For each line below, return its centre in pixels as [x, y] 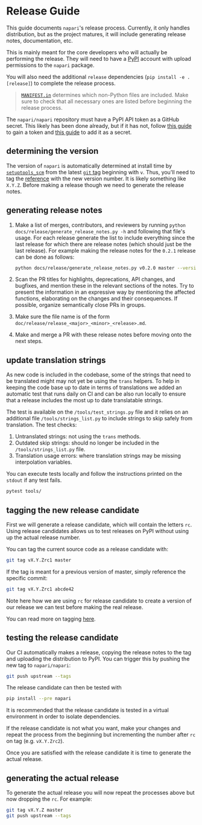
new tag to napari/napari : [39, 665]
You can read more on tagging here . [51, 619]
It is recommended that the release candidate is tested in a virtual [87, 710]
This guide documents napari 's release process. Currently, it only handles [98, 28]
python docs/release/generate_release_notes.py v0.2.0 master [95, 268]
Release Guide [43, 11]
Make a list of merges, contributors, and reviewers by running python [100, 225]
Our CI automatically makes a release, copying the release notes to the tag [99, 652]
